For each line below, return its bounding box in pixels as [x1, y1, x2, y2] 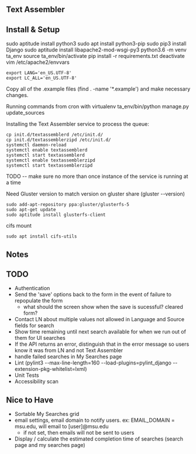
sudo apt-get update [6, 207, 57, 213]
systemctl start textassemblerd [6, 152, 85, 159]
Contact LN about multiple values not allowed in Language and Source [14, 316, 185, 323]
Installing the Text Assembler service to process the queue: [6, 121, 149, 128]
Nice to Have [6, 395, 54, 405]
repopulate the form [14, 297, 63, 304]
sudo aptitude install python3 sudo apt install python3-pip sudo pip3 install [6, 40, 187, 47]
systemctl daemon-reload [6, 142, 67, 148]
